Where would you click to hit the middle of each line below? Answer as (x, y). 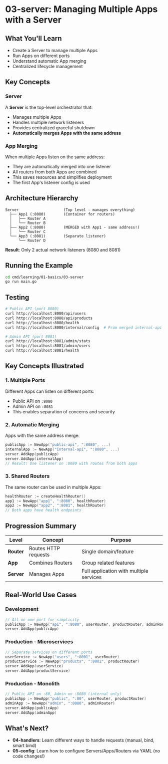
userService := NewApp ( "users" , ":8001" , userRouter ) (62, 657)
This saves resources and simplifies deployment (62, 177)
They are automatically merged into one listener (61, 166)
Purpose (121, 540)
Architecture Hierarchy (42, 198)
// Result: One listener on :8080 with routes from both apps (71, 463)
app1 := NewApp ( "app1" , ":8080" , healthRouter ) (56, 501)
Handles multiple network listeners (48, 122)
